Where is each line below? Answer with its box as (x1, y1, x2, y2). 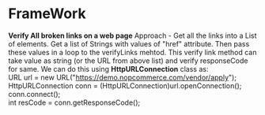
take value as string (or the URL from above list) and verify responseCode (8, 56, 248, 65)
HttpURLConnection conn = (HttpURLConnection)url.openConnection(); (8, 80, 242, 91)
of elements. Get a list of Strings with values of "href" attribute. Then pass (8, 39, 250, 48)
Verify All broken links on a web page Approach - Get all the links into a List (8, 31, 257, 40)
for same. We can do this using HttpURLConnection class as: (8, 64, 209, 73)
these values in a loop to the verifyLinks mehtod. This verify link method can (8, 47, 257, 57)
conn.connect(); (8, 89, 61, 98)
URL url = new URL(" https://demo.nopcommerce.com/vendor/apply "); (8, 72, 237, 82)
